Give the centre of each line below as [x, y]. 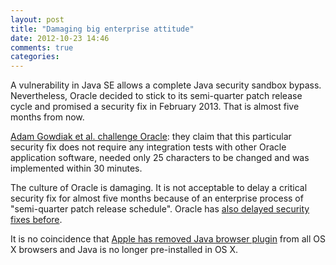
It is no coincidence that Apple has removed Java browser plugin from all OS [168, 239]
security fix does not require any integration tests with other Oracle [148, 147]
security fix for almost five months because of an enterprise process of [157, 198]
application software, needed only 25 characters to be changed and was [160, 158]
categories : [35, 57]
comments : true [42, 47]
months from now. [47, 117]
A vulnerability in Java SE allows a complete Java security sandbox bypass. [166, 85]
